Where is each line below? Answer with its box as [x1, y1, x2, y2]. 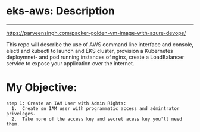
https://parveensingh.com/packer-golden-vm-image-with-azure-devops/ [6, 29, 186, 36]
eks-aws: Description [6, 4, 115, 18]
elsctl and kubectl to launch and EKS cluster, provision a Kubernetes [6, 47, 174, 54]
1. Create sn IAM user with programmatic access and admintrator [11, 105, 180, 111]
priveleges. [6, 111, 36, 117]
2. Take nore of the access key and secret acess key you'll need [11, 116, 183, 122]
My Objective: [6, 81, 77, 95]
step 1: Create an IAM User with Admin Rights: [6, 100, 127, 106]
